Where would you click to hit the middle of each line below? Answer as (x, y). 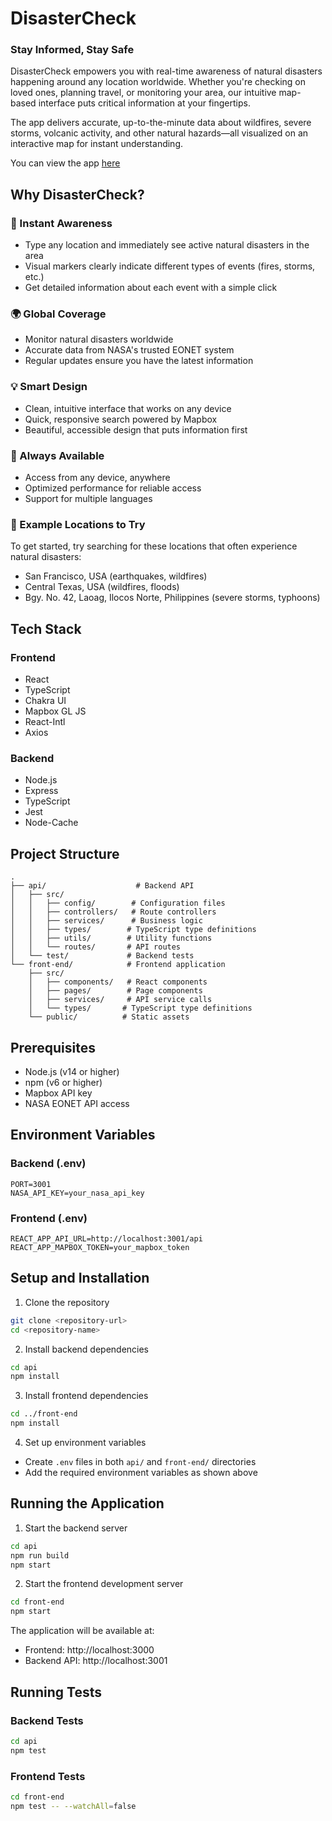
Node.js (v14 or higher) (72, 1071)
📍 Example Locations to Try (78, 524)
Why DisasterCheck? (77, 194)
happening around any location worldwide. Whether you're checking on (158, 82)
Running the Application (87, 1503)
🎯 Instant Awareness (61, 223)
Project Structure (65, 853)
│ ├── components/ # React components (118, 982)
